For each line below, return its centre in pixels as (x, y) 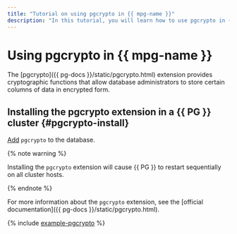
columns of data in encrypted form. (59, 90)
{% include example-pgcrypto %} (56, 223)
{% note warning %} (37, 154)
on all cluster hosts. (36, 175)
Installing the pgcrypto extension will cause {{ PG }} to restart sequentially (114, 167)
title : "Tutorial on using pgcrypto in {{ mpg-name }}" (91, 14)
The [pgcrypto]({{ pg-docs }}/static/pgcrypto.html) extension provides (110, 75)
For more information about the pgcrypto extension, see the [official (105, 202)
